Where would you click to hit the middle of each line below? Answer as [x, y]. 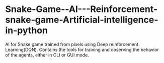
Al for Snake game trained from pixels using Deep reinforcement [72, 44]
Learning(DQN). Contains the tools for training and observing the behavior [82, 49]
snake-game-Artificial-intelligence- [82, 20]
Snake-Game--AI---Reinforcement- [81, 9]
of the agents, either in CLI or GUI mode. [47, 55]
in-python [26, 30]
